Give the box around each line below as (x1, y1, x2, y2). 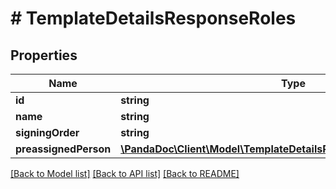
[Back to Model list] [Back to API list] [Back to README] (10, 168, 240, 179)
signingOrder (15, 126, 80, 139)
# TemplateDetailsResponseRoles (10, 7, 297, 30)
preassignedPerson (15, 142, 112, 156)
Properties (10, 47, 78, 64)
